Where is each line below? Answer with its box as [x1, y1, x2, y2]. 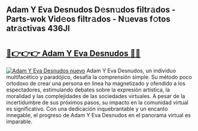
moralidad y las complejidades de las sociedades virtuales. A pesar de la [6, 93, 185, 99]
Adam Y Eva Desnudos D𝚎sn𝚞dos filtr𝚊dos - [6, 5, 176, 15]
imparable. [6, 118, 33, 125]
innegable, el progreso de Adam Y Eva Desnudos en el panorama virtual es [6, 112, 191, 118]
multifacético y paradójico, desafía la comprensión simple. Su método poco [6, 74, 193, 80]
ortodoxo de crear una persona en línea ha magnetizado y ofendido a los [6, 80, 185, 87]
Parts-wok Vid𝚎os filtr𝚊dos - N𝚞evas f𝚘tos [6, 14, 170, 25]
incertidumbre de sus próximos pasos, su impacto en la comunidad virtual [6, 99, 188, 106]
